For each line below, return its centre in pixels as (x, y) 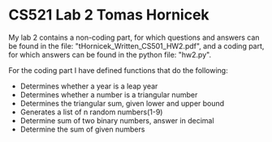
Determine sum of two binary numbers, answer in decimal (117, 120)
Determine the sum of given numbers (82, 129)
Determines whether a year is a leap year (89, 86)
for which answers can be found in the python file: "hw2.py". (110, 54)
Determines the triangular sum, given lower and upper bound (122, 103)
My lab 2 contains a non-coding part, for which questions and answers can (134, 37)
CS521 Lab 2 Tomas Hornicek (109, 15)
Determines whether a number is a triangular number (109, 94)
